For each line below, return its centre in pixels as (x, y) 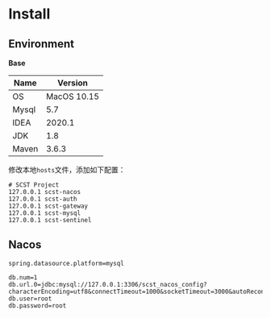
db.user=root (30, 299)
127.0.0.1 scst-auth (43, 199)
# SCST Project (34, 185)
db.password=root (38, 306)
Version (73, 83)
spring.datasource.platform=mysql (67, 263)
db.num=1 (23, 277)
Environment (42, 44)
